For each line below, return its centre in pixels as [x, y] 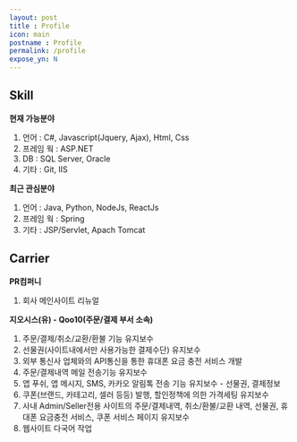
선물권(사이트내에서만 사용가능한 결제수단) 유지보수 [111, 350]
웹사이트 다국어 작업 [57, 428]
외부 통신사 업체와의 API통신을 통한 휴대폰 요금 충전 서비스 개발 [132, 360]
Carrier [30, 259]
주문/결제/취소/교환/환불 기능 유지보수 [88, 338]
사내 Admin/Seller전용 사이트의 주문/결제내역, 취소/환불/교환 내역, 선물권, [150, 405]
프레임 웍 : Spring [53, 218]
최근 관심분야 [32, 188]
